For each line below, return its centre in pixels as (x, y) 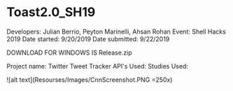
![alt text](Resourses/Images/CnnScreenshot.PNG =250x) (90, 79)
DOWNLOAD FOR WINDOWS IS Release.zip (69, 52)
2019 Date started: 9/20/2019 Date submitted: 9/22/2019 (88, 38)
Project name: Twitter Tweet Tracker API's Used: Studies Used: (97, 66)
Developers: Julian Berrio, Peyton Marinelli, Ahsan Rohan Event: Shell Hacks (116, 31)
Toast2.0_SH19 (51, 12)
